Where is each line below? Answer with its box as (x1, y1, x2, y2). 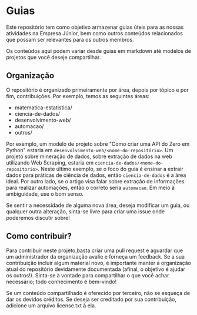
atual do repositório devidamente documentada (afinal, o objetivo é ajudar (6, 266, 186, 273)
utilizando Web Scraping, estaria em (6, 159, 94, 166)
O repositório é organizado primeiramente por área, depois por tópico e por (6, 86, 189, 93)
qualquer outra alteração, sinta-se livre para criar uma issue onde (6, 207, 165, 215)
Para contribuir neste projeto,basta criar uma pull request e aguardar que (6, 247, 183, 254)
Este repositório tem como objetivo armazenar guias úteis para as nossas (6, 24, 184, 31)
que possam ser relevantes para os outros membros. (6, 36, 134, 43)
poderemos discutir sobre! (6, 214, 71, 221)
